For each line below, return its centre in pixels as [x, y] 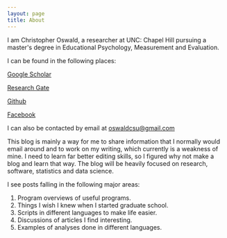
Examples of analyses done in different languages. [90, 227]
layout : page [26, 14]
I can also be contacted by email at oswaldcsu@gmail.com [91, 128]
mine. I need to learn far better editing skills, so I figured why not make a [111, 156]
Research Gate [28, 87]
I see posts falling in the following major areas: [74, 184]
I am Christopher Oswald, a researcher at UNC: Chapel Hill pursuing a [107, 40]
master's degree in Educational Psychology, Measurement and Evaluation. [113, 47]
